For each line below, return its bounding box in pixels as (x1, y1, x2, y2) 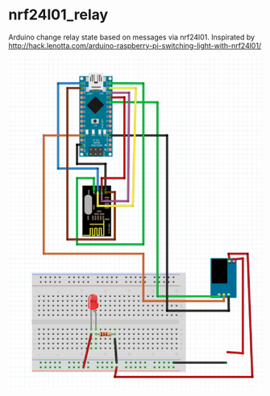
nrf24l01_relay (8, 6, 109, 24)
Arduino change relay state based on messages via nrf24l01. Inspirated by (8, 32, 255, 42)
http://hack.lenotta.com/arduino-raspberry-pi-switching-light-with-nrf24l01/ (8, 40, 262, 50)
